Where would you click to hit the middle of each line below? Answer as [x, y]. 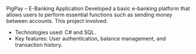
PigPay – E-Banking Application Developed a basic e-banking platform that [98, 9]
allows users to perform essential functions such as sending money [89, 15]
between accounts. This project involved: [57, 21]
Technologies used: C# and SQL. [55, 32]
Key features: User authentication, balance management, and [90, 38]
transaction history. [39, 45]
